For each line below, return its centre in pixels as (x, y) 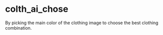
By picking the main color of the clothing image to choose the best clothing (82, 23)
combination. (19, 28)
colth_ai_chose (37, 9)
